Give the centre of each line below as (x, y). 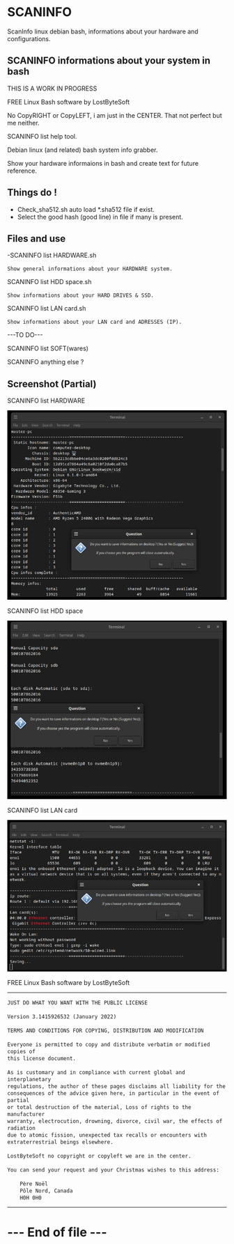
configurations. (29, 38)
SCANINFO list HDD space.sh (49, 282)
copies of (22, 1052)
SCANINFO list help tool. (42, 136)
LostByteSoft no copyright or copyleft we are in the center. (99, 1156)
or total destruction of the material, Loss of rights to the (99, 1107)
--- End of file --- (57, 1232)
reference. (22, 171)
